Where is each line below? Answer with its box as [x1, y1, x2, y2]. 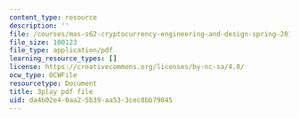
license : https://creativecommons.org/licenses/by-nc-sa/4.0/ [9, 63, 245, 72]
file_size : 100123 [9, 37, 77, 47]
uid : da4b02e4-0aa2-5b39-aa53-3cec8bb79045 [9, 95, 174, 105]
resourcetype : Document [9, 79, 98, 88]
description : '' [9, 21, 69, 30]
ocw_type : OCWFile [9, 71, 77, 80]
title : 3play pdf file [9, 87, 93, 96]
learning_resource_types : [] [9, 54, 117, 63]
